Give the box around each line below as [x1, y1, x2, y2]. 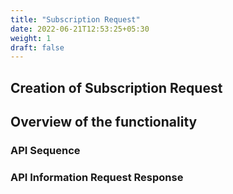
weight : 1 [10, 33, 52, 43]
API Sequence [10, 143, 81, 157]
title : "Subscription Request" [10, 14, 141, 25]
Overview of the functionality [10, 114, 198, 131]
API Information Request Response [10, 170, 184, 184]
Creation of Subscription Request [10, 79, 223, 96]
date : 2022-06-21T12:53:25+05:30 [10, 24, 150, 34]
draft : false [10, 42, 65, 53]
